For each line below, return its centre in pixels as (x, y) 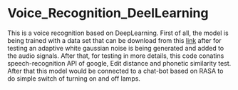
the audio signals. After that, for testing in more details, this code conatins (116, 56)
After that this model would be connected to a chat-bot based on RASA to (115, 71)
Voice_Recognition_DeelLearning (108, 13)
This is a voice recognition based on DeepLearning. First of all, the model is (118, 33)
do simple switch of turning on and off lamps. (74, 78)
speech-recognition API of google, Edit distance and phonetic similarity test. (119, 63)
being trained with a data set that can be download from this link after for (115, 40)
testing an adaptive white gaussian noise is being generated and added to (116, 48)
